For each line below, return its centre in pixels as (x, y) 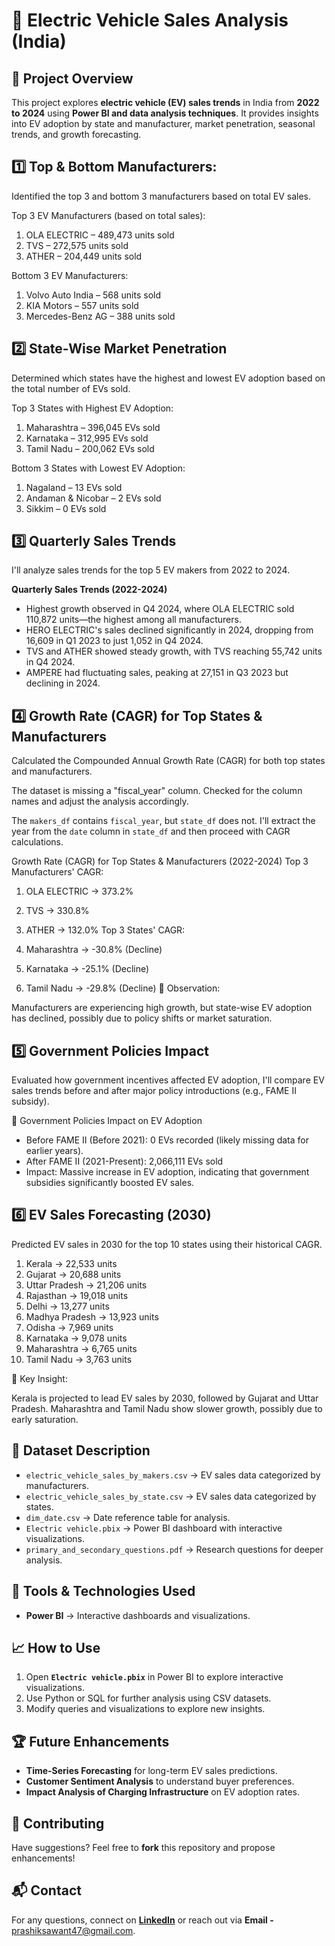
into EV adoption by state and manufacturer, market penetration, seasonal (163, 123)
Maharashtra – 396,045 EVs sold (93, 427)
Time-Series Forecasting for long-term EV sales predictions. (151, 1771)
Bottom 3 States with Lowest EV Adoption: (98, 468)
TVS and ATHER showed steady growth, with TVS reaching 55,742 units (174, 651)
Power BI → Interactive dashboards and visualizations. (138, 1615)
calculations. (37, 842)
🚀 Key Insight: (39, 1378)
